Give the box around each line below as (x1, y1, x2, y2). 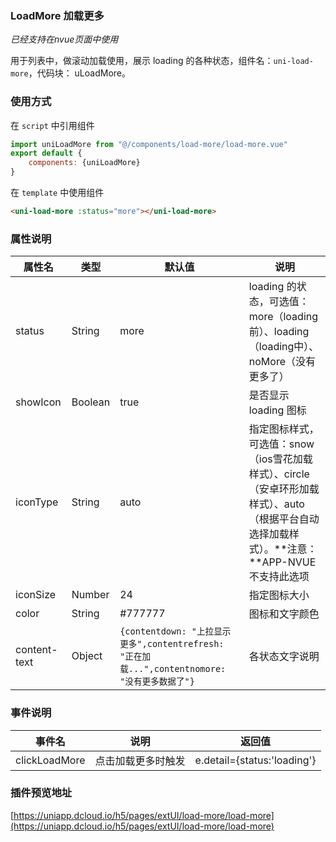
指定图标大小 (248, 588, 310, 602)
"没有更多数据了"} (119, 676, 195, 687)
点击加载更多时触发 (94, 753, 186, 767)
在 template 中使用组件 (10, 187, 105, 199)
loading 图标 (248, 403, 307, 417)
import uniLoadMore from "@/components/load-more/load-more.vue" (10, 139, 288, 149)
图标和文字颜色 (248, 607, 320, 621)
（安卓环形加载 (248, 482, 320, 496)
